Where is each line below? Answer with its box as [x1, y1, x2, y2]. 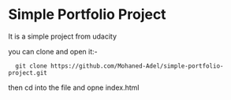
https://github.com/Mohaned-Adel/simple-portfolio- [50, 61, 224, 70]
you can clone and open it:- [8, 46, 98, 56]
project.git [8, 69, 47, 76]
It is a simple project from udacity [8, 31, 117, 41]
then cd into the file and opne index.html [8, 83, 140, 92]
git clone [15, 61, 47, 70]
